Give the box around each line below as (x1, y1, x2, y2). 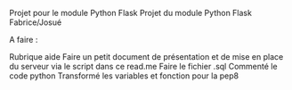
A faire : (9, 35, 38, 45)
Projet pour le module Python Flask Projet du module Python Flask (9, 8, 252, 18)
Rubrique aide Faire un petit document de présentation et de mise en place (9, 52, 284, 61)
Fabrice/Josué (9, 17, 62, 28)
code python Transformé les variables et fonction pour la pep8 (9, 70, 239, 81)
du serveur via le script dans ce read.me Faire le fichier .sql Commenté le (9, 61, 278, 71)
